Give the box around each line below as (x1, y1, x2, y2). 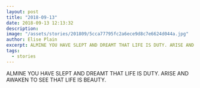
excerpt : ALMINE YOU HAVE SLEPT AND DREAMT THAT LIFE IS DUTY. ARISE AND (6, 43, 195, 48)
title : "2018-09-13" (6, 14, 58, 20)
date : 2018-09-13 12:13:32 (6, 20, 74, 26)
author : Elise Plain (6, 37, 58, 43)
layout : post (6, 8, 39, 15)
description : (6, 25, 39, 32)
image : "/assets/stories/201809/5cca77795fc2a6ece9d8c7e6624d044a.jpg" (6, 31, 189, 37)
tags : (6, 48, 20, 54)
